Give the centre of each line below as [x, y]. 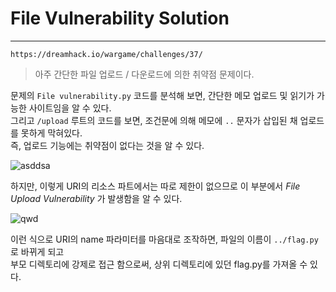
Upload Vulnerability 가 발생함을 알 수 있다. [96, 198]
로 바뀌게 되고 [37, 251]
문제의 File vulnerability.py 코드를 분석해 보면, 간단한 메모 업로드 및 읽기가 [162, 95]
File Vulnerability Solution [120, 18]
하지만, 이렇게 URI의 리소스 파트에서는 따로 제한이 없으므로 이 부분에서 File [155, 186]
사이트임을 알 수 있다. [70, 108]
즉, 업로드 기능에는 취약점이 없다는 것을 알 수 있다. [107, 145]
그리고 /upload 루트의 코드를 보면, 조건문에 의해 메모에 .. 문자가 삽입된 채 [154, 120]
